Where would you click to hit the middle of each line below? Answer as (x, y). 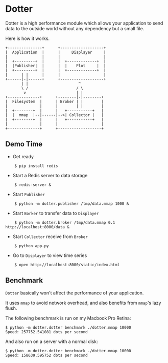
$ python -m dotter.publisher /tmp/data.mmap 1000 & (72, 204)
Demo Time (24, 144)
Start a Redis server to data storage (50, 175)
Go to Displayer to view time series (50, 255)
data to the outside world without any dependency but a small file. (75, 28)
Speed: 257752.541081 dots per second (46, 332)
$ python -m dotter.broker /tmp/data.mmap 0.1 (65, 222)
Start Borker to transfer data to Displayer (56, 213)
